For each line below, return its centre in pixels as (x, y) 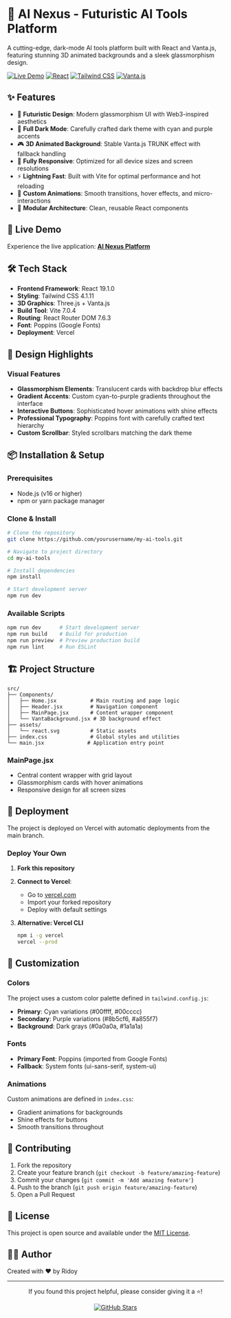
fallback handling (42, 154)
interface (30, 404)
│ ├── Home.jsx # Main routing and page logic (93, 701)
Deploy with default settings (67, 909)
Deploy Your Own (37, 853)
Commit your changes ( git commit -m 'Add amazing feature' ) (105, 1180)
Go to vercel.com (52, 895)
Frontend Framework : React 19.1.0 (66, 289)
